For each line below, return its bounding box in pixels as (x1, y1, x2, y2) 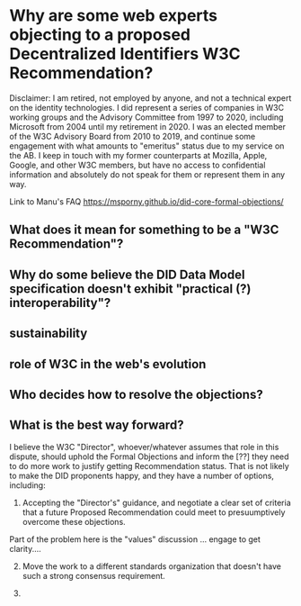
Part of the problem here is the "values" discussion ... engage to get (9, 533, 261, 545)
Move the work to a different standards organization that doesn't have (22, 560, 281, 572)
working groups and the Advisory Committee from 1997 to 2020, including (9, 112, 284, 122)
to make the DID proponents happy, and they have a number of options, (9, 470, 274, 481)
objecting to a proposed (9, 24, 191, 45)
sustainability (9, 326, 88, 341)
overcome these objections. (22, 516, 126, 527)
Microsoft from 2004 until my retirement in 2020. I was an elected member (9, 121, 286, 131)
